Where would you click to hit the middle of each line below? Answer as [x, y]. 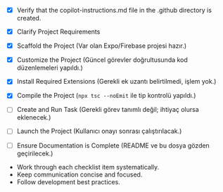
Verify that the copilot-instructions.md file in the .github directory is [114, 10]
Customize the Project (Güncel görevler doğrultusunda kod [102, 60]
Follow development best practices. [68, 181]
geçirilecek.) [35, 153]
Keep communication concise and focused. [79, 174]
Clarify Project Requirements [58, 32]
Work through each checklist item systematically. [88, 167]
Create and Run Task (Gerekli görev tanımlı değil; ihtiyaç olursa [108, 110]
